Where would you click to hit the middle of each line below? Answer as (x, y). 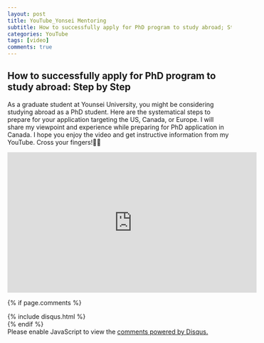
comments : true (30, 47)
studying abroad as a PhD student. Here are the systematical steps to (109, 112)
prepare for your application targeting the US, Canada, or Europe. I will (111, 119)
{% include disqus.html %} (47, 316)
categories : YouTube (38, 34)
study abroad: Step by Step (69, 87)
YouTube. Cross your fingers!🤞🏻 (54, 142)
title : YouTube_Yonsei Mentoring (57, 21)
